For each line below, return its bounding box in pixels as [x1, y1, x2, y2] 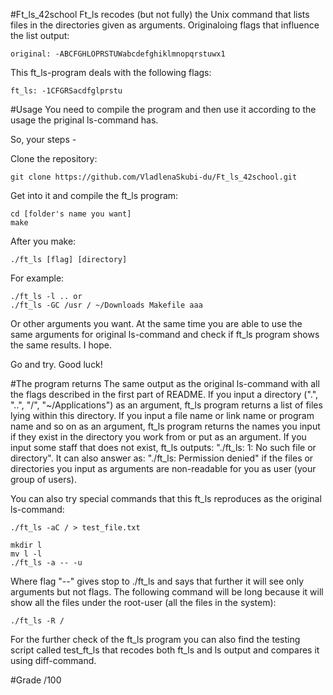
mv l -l [10, 549, 43, 559]
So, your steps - [10, 134, 77, 145]
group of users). [10, 474, 77, 485]
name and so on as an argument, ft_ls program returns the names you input [10, 420, 321, 432]
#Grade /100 [10, 674, 62, 686]
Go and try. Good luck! [10, 359, 103, 370]
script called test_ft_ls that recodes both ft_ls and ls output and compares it [10, 644, 320, 656]
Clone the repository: [10, 153, 98, 164]
